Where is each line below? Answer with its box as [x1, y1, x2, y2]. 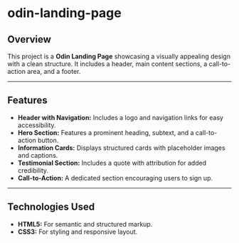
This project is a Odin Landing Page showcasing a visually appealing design [7, 52, 231, 60]
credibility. [17, 166, 48, 175]
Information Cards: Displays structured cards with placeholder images [17, 144, 225, 152]
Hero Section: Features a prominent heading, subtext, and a [17, 128, 194, 136]
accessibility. [17, 121, 56, 129]
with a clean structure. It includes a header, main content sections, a [7, 60, 208, 68]
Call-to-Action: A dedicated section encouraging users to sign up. [17, 173, 213, 182]
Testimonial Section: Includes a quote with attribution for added [17, 158, 207, 167]
